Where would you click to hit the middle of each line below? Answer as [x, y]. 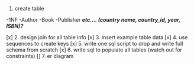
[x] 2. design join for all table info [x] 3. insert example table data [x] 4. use [97, 37]
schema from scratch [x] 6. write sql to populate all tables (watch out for [94, 50]
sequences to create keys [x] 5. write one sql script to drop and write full [95, 44]
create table [29, 8]
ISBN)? [15, 26]
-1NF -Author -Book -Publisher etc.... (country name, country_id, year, [93, 20]
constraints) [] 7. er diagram [40, 56]
